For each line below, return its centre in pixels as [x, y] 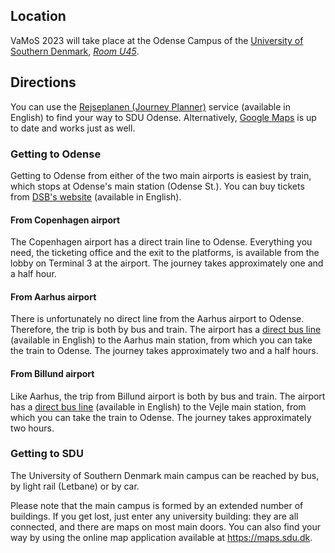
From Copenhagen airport [65, 220]
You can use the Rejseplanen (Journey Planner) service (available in [151, 106]
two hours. [32, 428]
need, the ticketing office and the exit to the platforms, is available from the [165, 253]
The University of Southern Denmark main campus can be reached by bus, [165, 475]
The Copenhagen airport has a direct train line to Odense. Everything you [161, 242]
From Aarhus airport [53, 296]
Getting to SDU [47, 454]
